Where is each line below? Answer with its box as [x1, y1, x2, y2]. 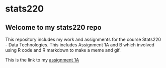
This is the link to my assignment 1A [5, 57, 79, 63]
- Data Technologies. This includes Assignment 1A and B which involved [5, 42, 155, 48]
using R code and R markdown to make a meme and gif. [5, 47, 121, 53]
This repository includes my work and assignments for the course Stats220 [5, 36, 161, 42]
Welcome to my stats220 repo [5, 23, 102, 32]
